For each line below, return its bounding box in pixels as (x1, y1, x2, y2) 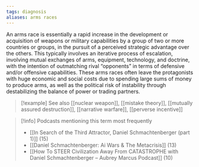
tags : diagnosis (6, 8, 46, 15)
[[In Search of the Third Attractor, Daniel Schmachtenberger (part (29, 129, 190, 136)
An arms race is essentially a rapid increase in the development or (6, 30, 169, 38)
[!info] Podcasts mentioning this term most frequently (20, 117, 153, 124)
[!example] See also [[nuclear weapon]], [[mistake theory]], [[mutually (20, 99, 193, 106)
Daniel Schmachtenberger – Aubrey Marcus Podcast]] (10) (29, 154, 173, 161)
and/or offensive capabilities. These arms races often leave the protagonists (6, 69, 194, 76)
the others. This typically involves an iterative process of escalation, (6, 50, 173, 57)
